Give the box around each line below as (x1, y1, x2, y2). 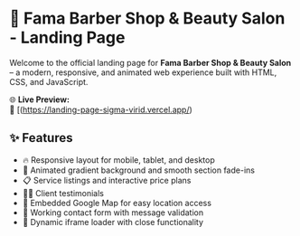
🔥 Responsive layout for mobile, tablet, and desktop (22, 154, 215, 165)
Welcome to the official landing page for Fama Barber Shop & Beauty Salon (9, 57, 292, 68)
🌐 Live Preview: (9, 94, 70, 105)
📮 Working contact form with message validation (22, 207, 204, 218)
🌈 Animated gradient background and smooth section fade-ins (22, 165, 256, 175)
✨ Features (9, 130, 73, 146)
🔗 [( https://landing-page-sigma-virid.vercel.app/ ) (9, 104, 192, 115)
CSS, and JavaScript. (9, 76, 89, 87)
